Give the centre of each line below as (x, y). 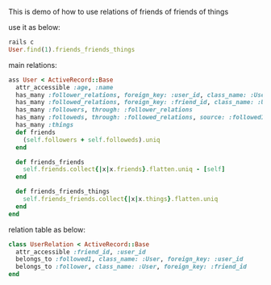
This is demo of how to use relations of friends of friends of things (119, 12)
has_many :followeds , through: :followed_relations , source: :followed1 (140, 117)
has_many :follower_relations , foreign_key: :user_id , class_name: (131, 95)
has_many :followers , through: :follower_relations (104, 110)
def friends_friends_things (63, 192)
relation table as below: (47, 229)
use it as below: (34, 27)
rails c (21, 42)
